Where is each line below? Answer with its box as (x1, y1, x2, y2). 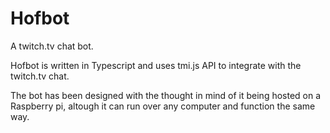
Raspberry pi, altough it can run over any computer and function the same (10, 100, 316, 112)
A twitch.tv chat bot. (10, 40, 94, 52)
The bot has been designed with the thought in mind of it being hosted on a (10, 89, 322, 101)
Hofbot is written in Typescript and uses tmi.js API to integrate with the (10, 59, 302, 71)
